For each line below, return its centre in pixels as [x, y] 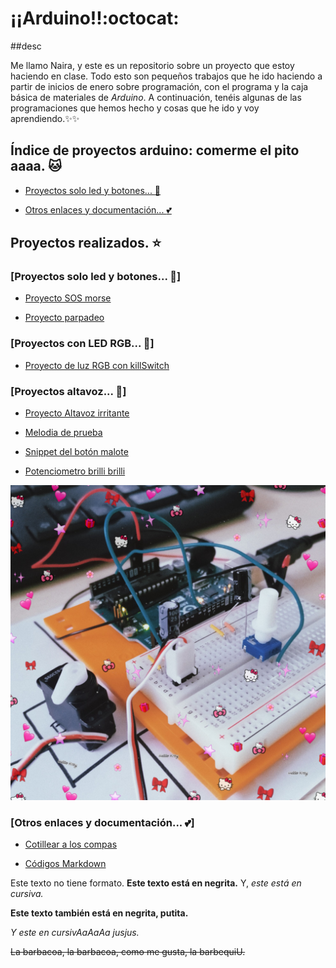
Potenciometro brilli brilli [75, 471]
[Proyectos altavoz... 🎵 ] [68, 391]
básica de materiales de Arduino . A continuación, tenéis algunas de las [156, 97]
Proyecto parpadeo [64, 318]
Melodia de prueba [63, 433]
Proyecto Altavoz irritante [77, 413]
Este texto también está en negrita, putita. [99, 913]
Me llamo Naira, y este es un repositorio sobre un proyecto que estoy [152, 65]
